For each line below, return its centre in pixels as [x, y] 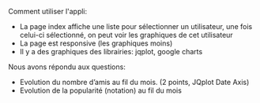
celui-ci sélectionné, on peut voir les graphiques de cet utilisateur [126, 35]
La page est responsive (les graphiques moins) [96, 43]
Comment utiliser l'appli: [48, 11]
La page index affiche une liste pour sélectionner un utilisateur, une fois [136, 26]
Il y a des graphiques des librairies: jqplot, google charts [111, 51]
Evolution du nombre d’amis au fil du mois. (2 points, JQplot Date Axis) [134, 82]
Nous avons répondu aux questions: [67, 67]
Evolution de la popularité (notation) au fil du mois [100, 90]
